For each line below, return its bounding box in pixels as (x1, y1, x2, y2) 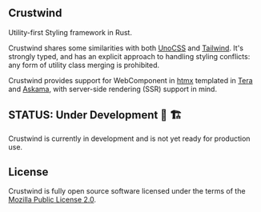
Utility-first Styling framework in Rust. (8, 27, 132, 37)
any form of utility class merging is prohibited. (8, 60, 160, 70)
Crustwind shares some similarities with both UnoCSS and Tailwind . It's (8, 43, 244, 53)
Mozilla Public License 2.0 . (8, 195, 97, 205)
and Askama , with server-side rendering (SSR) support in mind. (8, 84, 218, 94)
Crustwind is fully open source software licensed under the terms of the (8, 186, 246, 196)
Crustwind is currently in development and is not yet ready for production (8, 134, 251, 143)
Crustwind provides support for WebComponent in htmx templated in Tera (8, 75, 254, 85)
